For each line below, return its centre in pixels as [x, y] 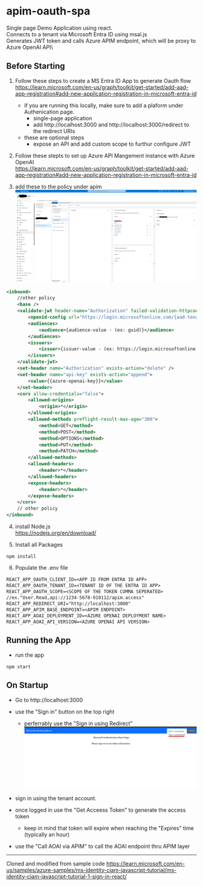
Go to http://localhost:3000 [49, 700]
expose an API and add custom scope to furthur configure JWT [112, 144]
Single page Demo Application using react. [60, 28]
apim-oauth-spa [48, 11]
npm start [19, 666]
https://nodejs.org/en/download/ [56, 533]
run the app [29, 655]
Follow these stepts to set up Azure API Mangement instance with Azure [105, 155]
